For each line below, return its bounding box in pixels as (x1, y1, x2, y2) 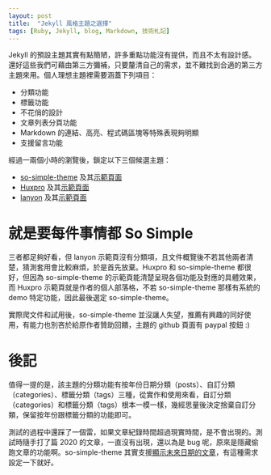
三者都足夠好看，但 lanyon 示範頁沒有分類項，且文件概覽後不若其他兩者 (8, 252, 247, 262)
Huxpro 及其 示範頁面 (19, 183, 90, 193)
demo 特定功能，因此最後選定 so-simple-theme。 (8, 293, 173, 303)
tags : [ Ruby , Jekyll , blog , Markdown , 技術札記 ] (8, 27, 170, 35)
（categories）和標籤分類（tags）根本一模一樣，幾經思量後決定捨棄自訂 (8, 400, 249, 409)
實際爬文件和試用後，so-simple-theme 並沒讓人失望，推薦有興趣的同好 (8, 310, 244, 320)
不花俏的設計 (19, 108, 63, 117)
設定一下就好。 (8, 458, 58, 468)
